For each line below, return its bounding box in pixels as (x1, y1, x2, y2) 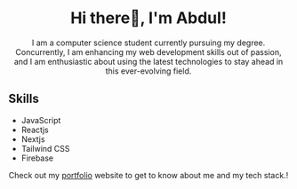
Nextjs (20, 133, 45, 145)
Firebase (20, 153, 54, 163)
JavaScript (20, 114, 61, 125)
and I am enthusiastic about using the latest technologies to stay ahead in (13, 56, 284, 67)
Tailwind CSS (20, 143, 70, 154)
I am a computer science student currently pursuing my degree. (31, 37, 266, 48)
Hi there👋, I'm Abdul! (69, 8, 228, 28)
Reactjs (20, 124, 50, 135)
